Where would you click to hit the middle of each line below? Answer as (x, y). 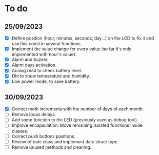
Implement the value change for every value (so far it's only (71, 49)
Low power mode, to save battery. (46, 81)
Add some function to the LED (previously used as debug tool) (74, 120)
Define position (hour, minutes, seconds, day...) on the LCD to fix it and (83, 38)
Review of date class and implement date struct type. (65, 141)
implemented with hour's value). (44, 55)
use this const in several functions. (47, 44)
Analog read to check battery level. (47, 71)
